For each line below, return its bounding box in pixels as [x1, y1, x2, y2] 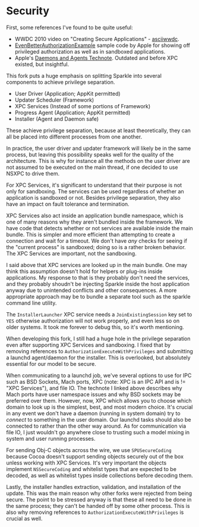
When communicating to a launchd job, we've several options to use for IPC [6, 372, 192, 379]
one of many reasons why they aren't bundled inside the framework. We [6, 218, 183, 225]
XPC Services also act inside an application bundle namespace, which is [6, 212, 184, 219]
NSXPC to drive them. [6, 170, 60, 177]
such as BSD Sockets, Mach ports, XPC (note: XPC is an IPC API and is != [6, 378, 186, 385]
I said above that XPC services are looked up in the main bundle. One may [6, 261, 188, 268]
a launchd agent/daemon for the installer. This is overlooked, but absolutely [6, 354, 191, 361]
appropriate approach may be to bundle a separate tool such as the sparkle [6, 293, 191, 300]
